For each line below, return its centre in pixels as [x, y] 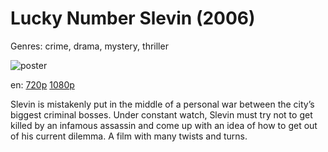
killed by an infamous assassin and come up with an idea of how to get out [164, 125]
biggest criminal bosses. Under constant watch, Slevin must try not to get [161, 114]
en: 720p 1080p [42, 84]
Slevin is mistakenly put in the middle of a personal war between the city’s [162, 104]
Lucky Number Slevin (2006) [133, 18]
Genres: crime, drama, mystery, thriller [89, 46]
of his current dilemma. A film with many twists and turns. [129, 136]
